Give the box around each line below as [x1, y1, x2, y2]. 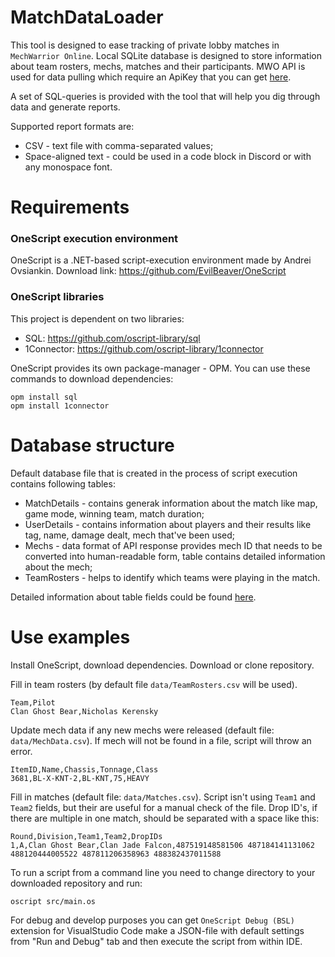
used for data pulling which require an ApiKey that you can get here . [10, 71, 292, 83]
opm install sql [10, 392, 78, 402]
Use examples [10, 626, 131, 648]
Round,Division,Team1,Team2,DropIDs [10, 831, 163, 841]
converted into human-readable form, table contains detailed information [24, 550, 326, 562]
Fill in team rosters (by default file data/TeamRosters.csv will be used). [10, 678, 298, 690]
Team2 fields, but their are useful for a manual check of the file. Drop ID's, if [10, 801, 318, 813]
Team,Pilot [10, 697, 56, 708]
